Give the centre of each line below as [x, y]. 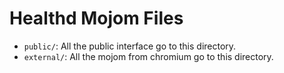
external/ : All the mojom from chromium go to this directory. [148, 56]
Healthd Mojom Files [96, 18]
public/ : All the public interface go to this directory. [130, 46]
